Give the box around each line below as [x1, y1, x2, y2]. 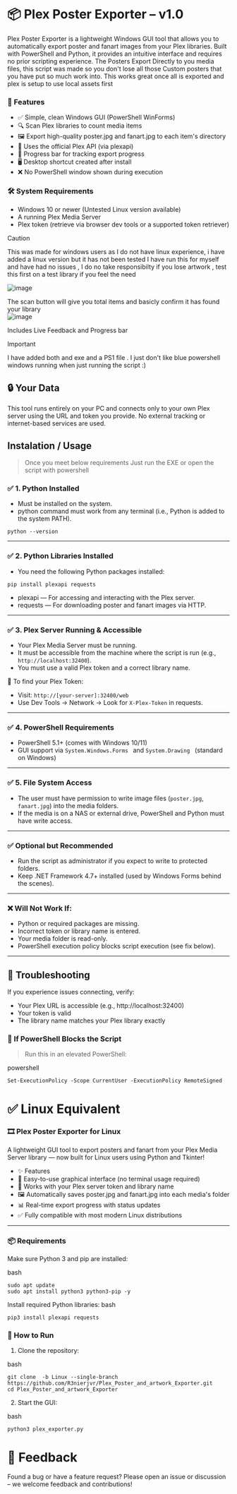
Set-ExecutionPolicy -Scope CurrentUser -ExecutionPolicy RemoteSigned [7, 1078, 222, 1085]
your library [7, 305, 41, 313]
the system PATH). [17, 514, 72, 523]
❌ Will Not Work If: [7, 903, 72, 913]
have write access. [17, 817, 73, 825]
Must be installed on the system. [17, 500, 113, 508]
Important [7, 339, 36, 348]
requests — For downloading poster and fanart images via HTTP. [17, 601, 207, 609]
